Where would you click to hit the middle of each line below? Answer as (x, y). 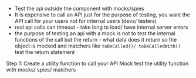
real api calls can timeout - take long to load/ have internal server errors (101, 27)
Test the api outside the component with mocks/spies (80, 9)
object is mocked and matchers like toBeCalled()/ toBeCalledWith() (97, 46)
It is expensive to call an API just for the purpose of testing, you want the (102, 15)
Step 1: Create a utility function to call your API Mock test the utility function (97, 63)
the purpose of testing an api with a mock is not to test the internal (95, 33)
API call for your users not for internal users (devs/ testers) (86, 21)
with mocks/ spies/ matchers (41, 69)
